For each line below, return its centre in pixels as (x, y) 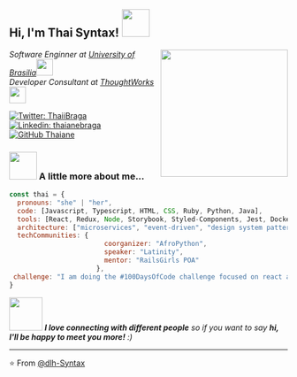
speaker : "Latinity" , (144, 252)
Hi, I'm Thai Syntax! (64, 33)
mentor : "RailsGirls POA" (152, 261)
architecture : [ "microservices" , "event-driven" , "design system (140, 227)
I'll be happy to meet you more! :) (71, 336)
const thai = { (37, 195)
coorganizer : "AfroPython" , (156, 244)
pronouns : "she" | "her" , (65, 203)
